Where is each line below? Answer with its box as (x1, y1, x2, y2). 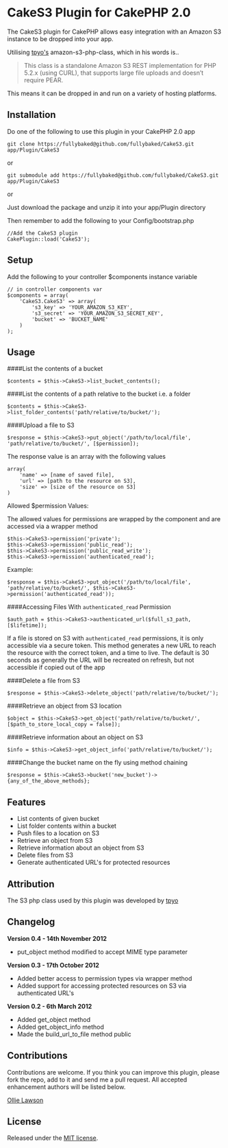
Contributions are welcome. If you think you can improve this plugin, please (7, 1068, 220, 1076)
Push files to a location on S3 (16, 829, 100, 837)
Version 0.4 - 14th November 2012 (7, 934, 107, 942)
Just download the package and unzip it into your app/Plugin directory (7, 203, 206, 211)
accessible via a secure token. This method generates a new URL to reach (7, 641, 217, 649)
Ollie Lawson (7, 1096, 44, 1104)
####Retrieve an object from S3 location (7, 702, 122, 710)
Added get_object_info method (16, 1023, 104, 1031)
